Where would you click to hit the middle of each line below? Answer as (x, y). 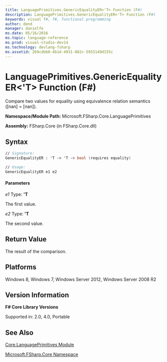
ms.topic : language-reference (37, 38)
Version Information (37, 295)
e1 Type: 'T (17, 194)
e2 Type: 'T (17, 213)
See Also (19, 333)
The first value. (21, 204)
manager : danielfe (24, 29)
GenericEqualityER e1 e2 (31, 172)
